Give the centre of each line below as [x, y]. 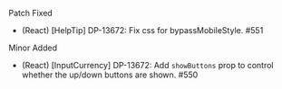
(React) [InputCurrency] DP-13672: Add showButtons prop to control [147, 65]
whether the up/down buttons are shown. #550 [110, 75]
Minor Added [33, 48]
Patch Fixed [31, 13]
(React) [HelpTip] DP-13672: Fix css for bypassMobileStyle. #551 [142, 30]
